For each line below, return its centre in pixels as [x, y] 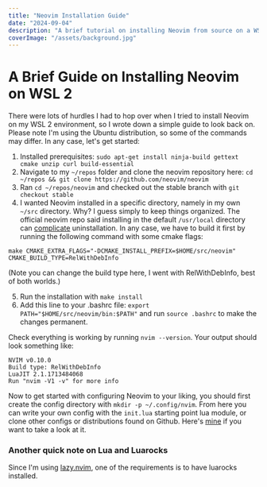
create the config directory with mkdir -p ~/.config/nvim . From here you [128, 404]
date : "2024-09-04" [41, 23]
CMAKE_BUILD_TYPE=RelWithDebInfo [64, 258]
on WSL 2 [41, 94]
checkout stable [46, 195]
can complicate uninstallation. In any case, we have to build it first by [132, 228]
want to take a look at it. [47, 430]
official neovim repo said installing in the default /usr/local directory [133, 220]
